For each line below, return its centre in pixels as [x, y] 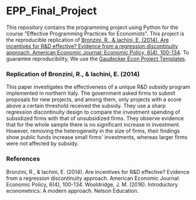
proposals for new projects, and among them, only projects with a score [94, 99]
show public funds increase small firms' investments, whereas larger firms [97, 137]
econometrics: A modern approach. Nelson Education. [73, 191]
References [23, 159]
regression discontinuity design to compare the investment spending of [93, 112]
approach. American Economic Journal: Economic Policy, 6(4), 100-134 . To [98, 52]
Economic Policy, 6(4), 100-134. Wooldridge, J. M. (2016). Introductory [92, 184]
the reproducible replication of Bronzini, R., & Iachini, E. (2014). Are [88, 40]
